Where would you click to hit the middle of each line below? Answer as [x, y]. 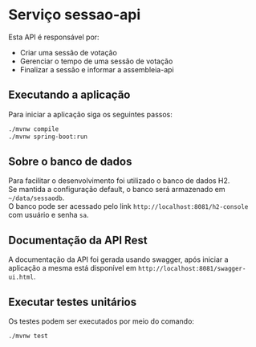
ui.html [21, 278]
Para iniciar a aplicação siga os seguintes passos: [90, 114]
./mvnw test [28, 336]
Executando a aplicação [69, 95]
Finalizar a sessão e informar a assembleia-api [97, 69]
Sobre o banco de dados [70, 161]
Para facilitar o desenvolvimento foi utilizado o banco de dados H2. [119, 181]
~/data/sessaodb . [37, 198]
